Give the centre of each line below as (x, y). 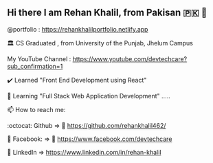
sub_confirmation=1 (35, 66)
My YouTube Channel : (39, 58)
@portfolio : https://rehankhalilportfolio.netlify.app (78, 29)
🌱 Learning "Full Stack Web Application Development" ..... (89, 96)
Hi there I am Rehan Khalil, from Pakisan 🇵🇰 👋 (107, 13)
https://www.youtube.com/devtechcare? (130, 58)
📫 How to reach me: (36, 109)
